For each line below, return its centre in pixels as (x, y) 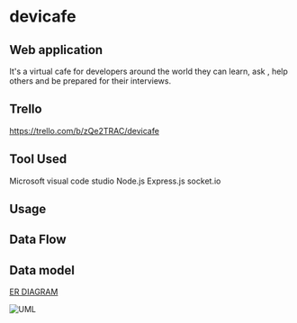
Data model (42, 270)
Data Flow (38, 240)
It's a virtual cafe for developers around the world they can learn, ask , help (148, 71)
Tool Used (38, 159)
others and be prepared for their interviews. (90, 81)
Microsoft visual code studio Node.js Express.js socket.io (115, 181)
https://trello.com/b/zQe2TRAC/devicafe (85, 130)
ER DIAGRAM (34, 292)
